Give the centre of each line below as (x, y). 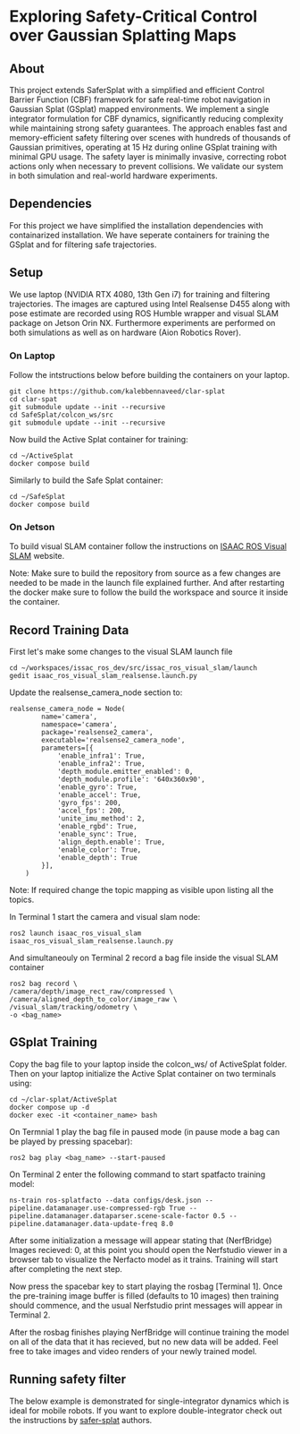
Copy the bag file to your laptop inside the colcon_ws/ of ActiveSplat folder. (148, 1064)
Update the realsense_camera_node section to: (96, 692)
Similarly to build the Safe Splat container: (86, 480)
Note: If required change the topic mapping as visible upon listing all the (142, 890)
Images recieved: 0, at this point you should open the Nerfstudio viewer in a (148, 1249)
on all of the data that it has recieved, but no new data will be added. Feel (144, 1342)
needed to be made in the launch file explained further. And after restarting (147, 583)
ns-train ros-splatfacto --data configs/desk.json (105, 1200)
